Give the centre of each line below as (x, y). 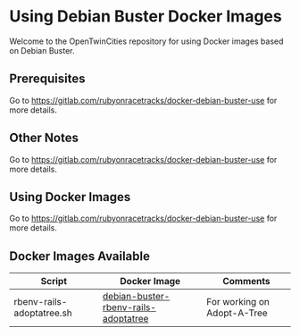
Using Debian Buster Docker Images (146, 17)
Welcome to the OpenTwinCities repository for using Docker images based (146, 41)
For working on (238, 302)
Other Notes (44, 138)
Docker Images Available (79, 256)
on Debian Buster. (42, 50)
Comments (246, 281)
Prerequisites (47, 79)
